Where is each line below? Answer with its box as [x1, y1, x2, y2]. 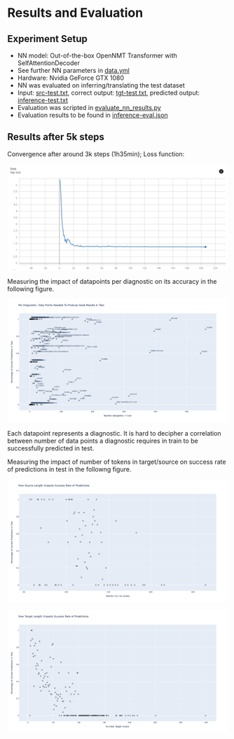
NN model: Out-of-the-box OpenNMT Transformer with [17, 51, 177, 60]
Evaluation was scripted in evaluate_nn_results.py [17, 104, 161, 111]
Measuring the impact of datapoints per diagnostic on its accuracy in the [7, 277, 217, 285]
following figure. [7, 284, 55, 293]
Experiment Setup [7, 33, 88, 45]
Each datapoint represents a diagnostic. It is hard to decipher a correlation [7, 429, 222, 437]
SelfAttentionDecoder [17, 59, 81, 67]
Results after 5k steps [7, 131, 105, 143]
